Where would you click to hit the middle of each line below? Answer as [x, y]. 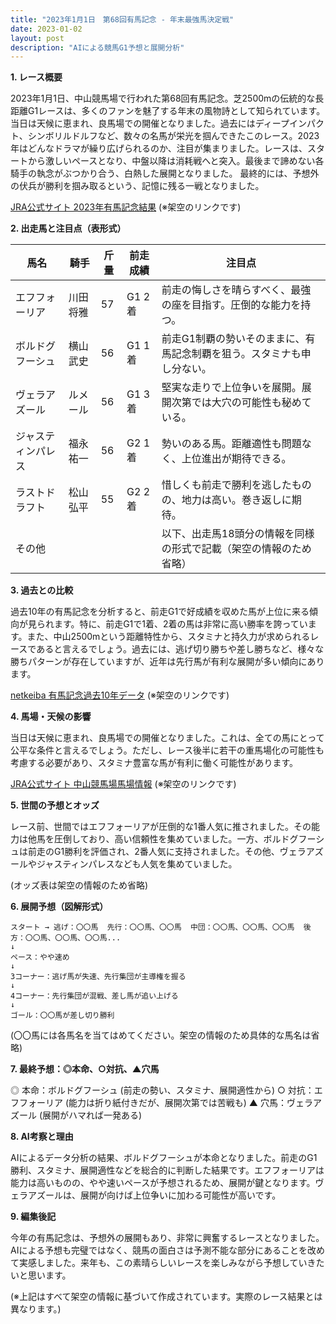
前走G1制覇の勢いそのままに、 [233, 339]
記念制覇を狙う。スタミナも [236, 354]
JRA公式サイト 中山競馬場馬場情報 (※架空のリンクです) [123, 784]
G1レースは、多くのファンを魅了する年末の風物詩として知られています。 [176, 111]
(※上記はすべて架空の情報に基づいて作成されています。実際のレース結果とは [166, 1297]
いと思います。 [41, 1275]
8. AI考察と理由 [42, 1137]
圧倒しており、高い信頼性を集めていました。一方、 [158, 839]
